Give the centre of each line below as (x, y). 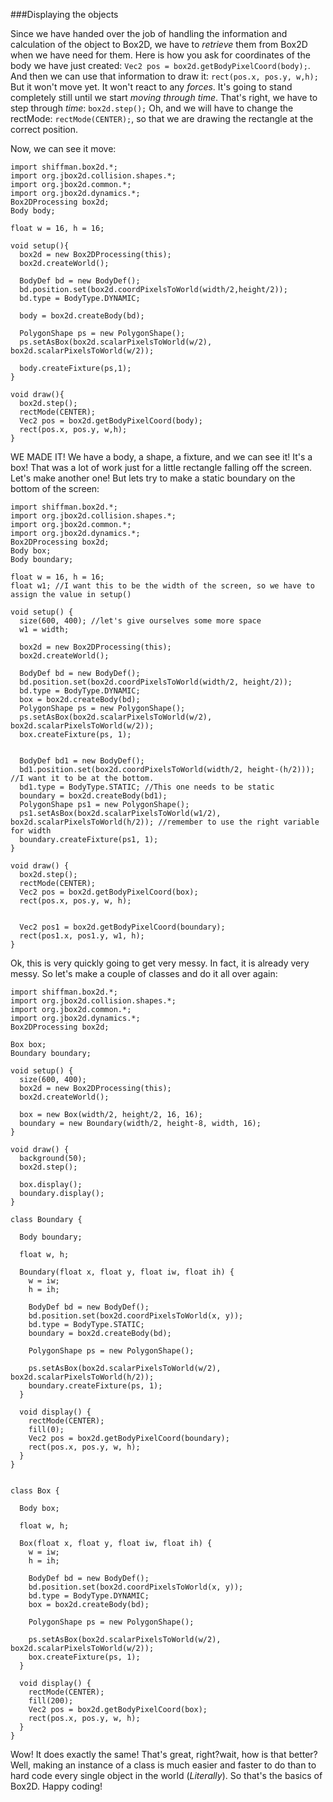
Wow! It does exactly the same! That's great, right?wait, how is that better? (164, 1754)
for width (31, 831)
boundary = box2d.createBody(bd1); (93, 796)
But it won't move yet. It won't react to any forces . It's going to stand (151, 87)
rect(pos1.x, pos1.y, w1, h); (82, 936)
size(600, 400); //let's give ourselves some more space (140, 621)
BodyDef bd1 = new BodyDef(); (82, 761)
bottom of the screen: (55, 488)
